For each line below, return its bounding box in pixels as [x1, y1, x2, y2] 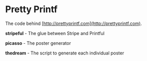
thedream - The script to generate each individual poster [5, 50, 124, 56]
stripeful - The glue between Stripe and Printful [5, 30, 105, 36]
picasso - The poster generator [5, 40, 71, 46]
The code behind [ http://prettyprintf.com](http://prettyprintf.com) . [5, 20, 142, 26]
